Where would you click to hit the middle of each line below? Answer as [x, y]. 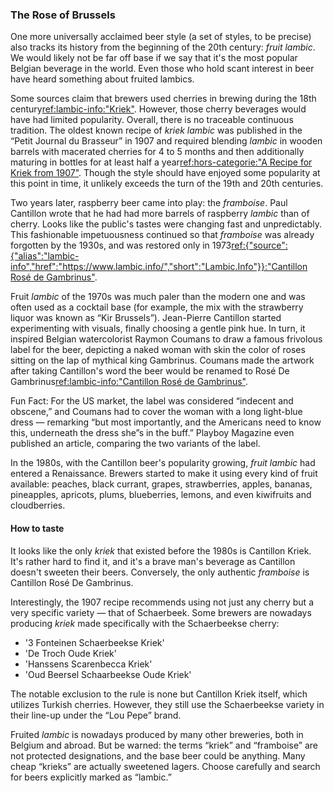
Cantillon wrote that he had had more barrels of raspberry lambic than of [160, 214]
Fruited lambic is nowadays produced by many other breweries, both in [157, 734]
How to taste [37, 528]
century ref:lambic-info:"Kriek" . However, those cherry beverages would [158, 109]
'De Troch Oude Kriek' [70, 653]
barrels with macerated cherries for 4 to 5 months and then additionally [157, 152]
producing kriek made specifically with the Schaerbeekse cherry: [145, 623]
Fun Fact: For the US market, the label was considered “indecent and [152, 401]
